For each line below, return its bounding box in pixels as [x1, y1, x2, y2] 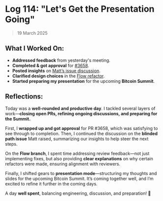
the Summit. [5, 116, 31, 122]
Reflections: [5, 92, 43, 101]
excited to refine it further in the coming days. [5, 180, 98, 187]
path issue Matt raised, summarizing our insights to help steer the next [5, 136, 149, 142]
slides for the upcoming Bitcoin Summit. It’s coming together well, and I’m [5, 176, 154, 181]
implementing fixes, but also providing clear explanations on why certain [5, 155, 153, 161]
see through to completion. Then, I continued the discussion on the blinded [5, 130, 158, 136]
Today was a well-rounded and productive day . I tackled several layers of [5, 105, 156, 111]
